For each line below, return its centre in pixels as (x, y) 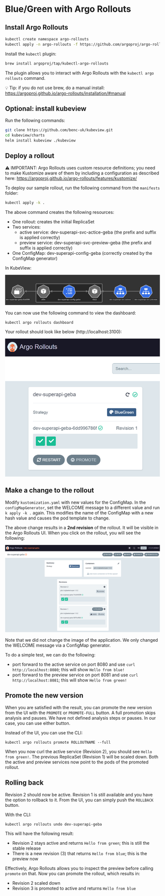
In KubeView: (18, 268)
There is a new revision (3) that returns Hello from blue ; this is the (80, 853)
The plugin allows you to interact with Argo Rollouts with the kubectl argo (80, 73)
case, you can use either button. (38, 723)
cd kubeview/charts (25, 136)
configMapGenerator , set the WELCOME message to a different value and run (82, 507)
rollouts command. (25, 78)
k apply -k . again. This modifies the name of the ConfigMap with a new (79, 513)
